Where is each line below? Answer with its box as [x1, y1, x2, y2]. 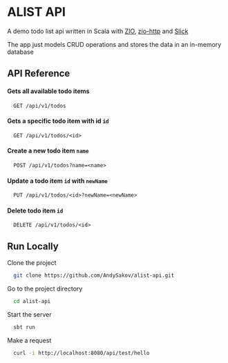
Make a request [7, 336, 52, 344]
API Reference [7, 68, 70, 79]
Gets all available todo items [7, 87, 90, 95]
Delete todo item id [7, 206, 64, 215]
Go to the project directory [7, 284, 83, 293]
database [7, 48, 35, 56]
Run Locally [7, 240, 59, 252]
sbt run [13, 324, 36, 331]
